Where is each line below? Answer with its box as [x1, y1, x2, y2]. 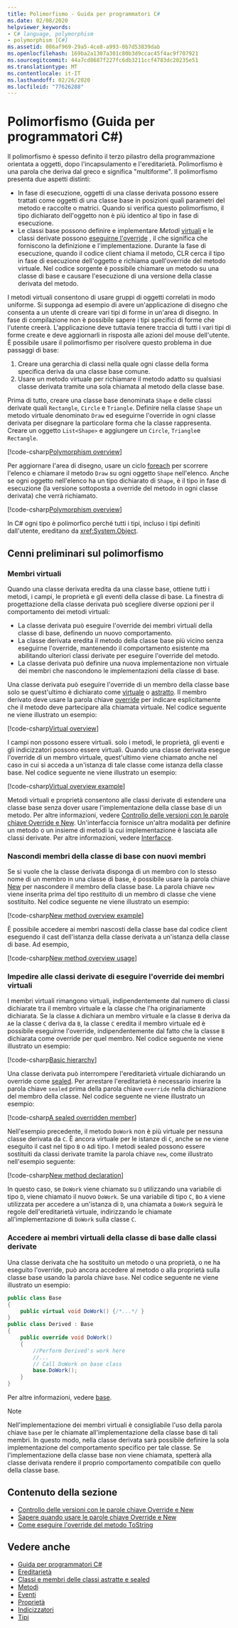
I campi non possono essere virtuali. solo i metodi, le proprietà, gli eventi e [7, 738, 225, 746]
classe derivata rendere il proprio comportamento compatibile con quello [7, 1458, 222, 1467]
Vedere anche [7, 1541, 71, 1553]
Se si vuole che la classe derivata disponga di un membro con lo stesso [7, 868, 217, 876]
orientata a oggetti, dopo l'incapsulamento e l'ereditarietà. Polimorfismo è [7, 160, 223, 168]
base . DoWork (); [33, 1367, 78, 1374]
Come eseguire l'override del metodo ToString [17, 1520, 153, 1529]
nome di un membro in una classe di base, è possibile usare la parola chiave [7, 875, 230, 883]
